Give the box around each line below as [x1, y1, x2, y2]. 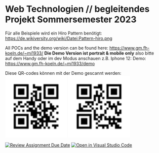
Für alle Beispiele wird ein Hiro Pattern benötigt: [5, 30, 102, 36]
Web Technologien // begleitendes [5, 3, 150, 15]
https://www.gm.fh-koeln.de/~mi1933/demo [5, 61, 95, 66]
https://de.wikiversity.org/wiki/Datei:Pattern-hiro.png [5, 35, 113, 41]
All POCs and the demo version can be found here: [5, 45, 109, 51]
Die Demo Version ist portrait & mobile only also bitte [44, 50, 154, 56]
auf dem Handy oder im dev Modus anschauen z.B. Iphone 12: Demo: [5, 55, 147, 61]
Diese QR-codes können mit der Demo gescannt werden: [5, 70, 122, 76]
